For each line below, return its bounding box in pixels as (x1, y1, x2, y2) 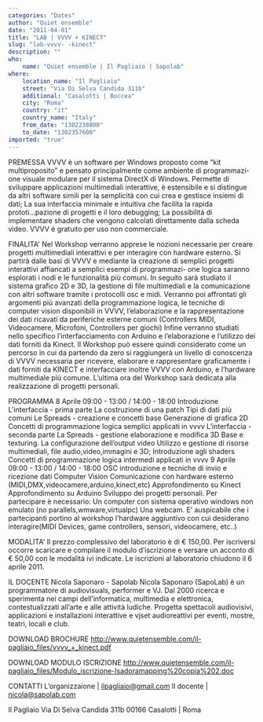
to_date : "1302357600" (22, 128, 97, 136)
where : (8, 70, 30, 78)
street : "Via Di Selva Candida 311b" (22, 84, 146, 93)
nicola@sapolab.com (8, 689, 76, 699)
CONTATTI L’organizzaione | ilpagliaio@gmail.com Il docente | (8, 681, 209, 691)
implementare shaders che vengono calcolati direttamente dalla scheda (8, 215, 239, 225)
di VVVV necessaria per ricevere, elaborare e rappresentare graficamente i (8, 356, 251, 365)
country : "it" (22, 107, 68, 115)
